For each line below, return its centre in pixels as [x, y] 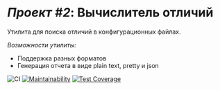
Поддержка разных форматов [62, 58]
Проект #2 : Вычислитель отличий [110, 13]
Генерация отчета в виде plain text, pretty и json [88, 65]
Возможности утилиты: [42, 45]
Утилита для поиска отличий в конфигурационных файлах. [94, 32]
